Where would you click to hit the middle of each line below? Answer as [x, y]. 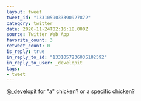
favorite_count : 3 [29, 40]
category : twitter [29, 23]
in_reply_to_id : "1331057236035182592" [57, 57]
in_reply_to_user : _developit [45, 63]
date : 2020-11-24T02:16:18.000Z [47, 29]
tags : [13, 68]
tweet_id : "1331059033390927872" [49, 18]
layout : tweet [24, 12]
